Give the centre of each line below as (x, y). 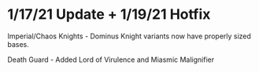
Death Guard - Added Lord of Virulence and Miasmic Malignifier (111, 59)
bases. (18, 44)
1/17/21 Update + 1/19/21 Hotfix (109, 14)
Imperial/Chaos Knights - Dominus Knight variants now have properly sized (129, 36)
